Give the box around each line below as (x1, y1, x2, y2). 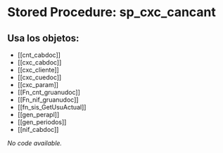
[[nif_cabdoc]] (17, 126, 59, 133)
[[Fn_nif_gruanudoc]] (17, 95, 79, 104)
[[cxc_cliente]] (17, 66, 60, 74)
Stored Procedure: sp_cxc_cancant (7, 4, 217, 20)
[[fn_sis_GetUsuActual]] (17, 103, 87, 111)
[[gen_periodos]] (17, 118, 67, 126)
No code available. (7, 139, 62, 147)
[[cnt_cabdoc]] (17, 51, 61, 59)
